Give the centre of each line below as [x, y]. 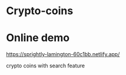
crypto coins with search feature [46, 66]
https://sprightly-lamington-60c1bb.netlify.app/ [63, 54]
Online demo [38, 38]
